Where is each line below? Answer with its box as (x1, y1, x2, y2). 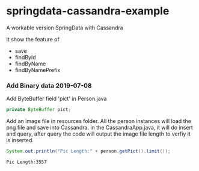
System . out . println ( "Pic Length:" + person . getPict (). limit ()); (6, 148, 171, 154)
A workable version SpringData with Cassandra (6, 24, 123, 31)
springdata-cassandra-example (6, 4, 170, 18)
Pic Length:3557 (6, 159, 47, 165)
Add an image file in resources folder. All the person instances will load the (6, 118, 191, 125)
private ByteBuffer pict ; (6, 107, 71, 113)
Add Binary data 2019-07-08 (6, 81, 92, 89)
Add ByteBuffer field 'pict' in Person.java (6, 95, 107, 103)
